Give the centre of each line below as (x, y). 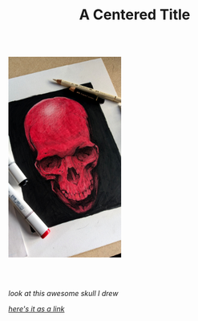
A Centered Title (135, 15)
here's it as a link (36, 309)
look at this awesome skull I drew (63, 294)
